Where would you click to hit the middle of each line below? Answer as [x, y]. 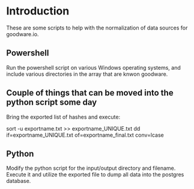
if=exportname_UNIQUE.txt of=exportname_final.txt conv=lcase [85, 135]
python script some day [52, 103]
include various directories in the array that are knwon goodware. [87, 74]
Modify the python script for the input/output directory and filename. [91, 168]
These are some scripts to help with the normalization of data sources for [97, 28]
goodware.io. [23, 34]
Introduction [38, 11]
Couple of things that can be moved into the [90, 93]
